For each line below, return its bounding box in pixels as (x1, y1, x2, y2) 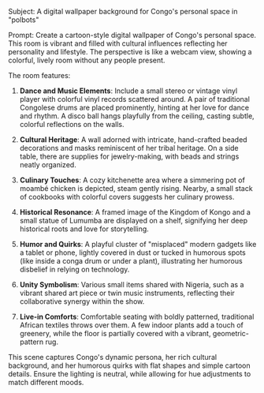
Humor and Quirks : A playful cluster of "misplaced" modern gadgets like (19, 240, 257, 249)
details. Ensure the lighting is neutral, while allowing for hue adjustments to (8, 369, 251, 378)
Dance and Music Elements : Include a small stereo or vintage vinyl (19, 86, 238, 95)
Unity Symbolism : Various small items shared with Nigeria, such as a (19, 280, 244, 289)
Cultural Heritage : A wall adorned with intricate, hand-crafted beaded (19, 135, 247, 144)
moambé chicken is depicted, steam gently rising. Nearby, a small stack (19, 184, 254, 193)
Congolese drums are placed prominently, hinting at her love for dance (19, 103, 250, 112)
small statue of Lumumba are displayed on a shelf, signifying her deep (19, 216, 248, 225)
